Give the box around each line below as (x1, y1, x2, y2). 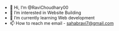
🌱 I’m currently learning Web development (9, 15, 95, 20)
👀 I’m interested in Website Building (9, 10, 81, 15)
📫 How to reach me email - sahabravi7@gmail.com (9, 20, 114, 26)
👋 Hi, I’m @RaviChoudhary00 (9, 5, 69, 10)
